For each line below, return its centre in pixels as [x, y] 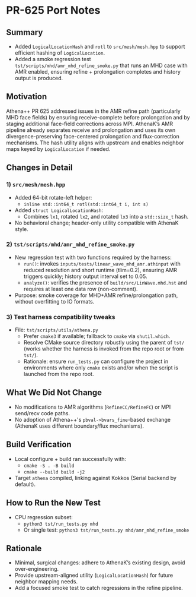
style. [21, 229]
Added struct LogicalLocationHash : [59, 210]
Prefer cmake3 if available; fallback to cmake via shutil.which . [97, 336]
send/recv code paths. [42, 413]
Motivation [27, 97]
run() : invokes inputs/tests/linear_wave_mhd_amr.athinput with [102, 263]
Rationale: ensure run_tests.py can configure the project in [96, 361]
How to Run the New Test [54, 503]
